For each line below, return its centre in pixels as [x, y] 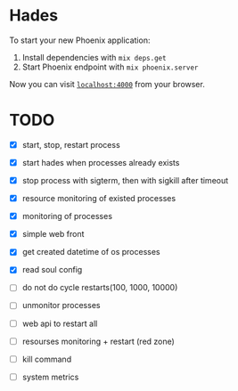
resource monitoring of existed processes [99, 199]
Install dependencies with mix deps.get [94, 57]
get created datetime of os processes [91, 252]
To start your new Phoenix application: [80, 40]
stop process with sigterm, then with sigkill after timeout [125, 180]
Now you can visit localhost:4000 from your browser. [107, 84]
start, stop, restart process [71, 144]
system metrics [50, 377]
